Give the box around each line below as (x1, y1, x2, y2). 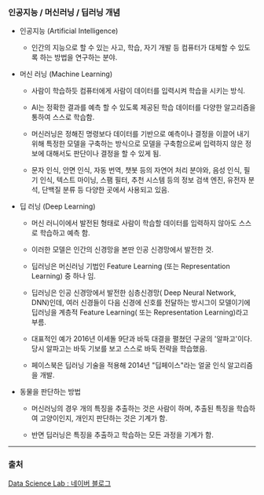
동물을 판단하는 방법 (19, 387, 81, 397)
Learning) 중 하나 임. (31, 271, 97, 281)
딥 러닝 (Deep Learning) (19, 202, 96, 211)
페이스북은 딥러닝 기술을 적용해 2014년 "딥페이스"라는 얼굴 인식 (31, 361, 226, 370)
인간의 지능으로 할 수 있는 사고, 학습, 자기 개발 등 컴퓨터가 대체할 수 (31, 43, 236, 53)
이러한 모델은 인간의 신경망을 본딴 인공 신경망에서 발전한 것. (31, 245, 214, 254)
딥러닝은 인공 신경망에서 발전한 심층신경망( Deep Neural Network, (31, 288, 236, 297)
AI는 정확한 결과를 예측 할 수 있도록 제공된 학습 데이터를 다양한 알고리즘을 (31, 103, 256, 112)
